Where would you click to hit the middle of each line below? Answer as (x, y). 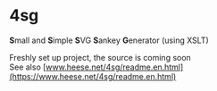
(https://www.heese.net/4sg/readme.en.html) (93, 76)
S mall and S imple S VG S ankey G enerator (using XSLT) (109, 40)
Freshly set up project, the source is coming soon (100, 57)
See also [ (28, 67)
